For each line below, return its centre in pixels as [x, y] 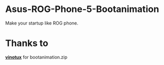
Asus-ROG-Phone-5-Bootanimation [82, 9]
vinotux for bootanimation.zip [36, 57]
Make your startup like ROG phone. [42, 23]
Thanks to [27, 43]
